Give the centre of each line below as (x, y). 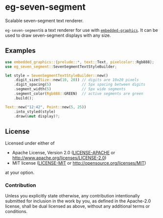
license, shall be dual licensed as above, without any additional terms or (78, 206)
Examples (20, 51)
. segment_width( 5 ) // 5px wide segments (70, 89)
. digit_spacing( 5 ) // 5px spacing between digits (80, 85)
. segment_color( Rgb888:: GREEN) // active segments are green (79, 94)
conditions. (16, 212)
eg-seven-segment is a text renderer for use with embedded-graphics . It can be (81, 30)
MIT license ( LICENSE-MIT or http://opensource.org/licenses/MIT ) (79, 163)
